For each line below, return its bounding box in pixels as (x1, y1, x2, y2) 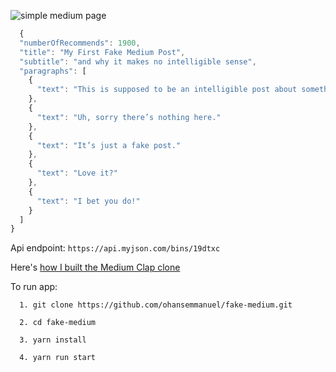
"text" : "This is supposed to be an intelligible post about (36, 85, 298, 95)
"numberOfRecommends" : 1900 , (19, 38, 141, 48)
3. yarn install (19, 335, 87, 345)
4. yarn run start (19, 353, 97, 363)
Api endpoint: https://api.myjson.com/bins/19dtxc (10, 242, 221, 254)
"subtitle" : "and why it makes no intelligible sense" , (19, 56, 257, 67)
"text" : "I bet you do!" (36, 196, 141, 206)
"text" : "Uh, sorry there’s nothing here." (36, 112, 222, 122)
